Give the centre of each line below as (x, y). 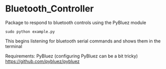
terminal (14, 46)
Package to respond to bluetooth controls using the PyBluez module (76, 22)
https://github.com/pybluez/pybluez (43, 61)
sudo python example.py (30, 31)
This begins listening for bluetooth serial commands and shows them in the (83, 41)
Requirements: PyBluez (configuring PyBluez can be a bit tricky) (72, 56)
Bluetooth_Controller (50, 9)
